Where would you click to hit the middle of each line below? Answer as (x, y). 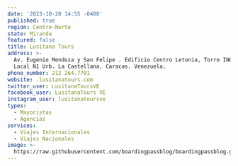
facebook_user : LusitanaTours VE (57, 93)
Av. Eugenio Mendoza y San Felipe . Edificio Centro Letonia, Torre (117, 60)
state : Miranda (30, 34)
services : (22, 125)
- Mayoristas (33, 112)
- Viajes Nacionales (44, 138)
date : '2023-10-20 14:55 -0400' (55, 14)
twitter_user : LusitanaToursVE (53, 86)
